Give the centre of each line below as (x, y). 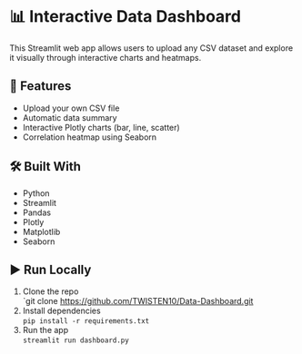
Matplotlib (41, 231)
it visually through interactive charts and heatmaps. (106, 57)
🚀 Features (40, 86)
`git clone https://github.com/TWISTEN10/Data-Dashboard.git (138, 301)
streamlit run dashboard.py (75, 340)
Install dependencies (62, 311)
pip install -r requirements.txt (86, 321)
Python (36, 193)
